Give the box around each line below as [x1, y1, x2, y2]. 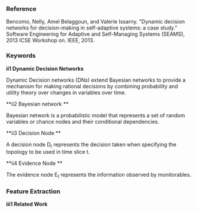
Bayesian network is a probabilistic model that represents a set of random [6, 111, 186, 119]
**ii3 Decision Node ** [6, 129, 61, 137]
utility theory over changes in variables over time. [6, 89, 126, 96]
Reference [6, 5, 37, 13]
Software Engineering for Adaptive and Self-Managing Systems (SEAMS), [6, 31, 185, 38]
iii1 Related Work [6, 201, 48, 208]
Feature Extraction [6, 187, 61, 196]
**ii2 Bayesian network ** [6, 100, 69, 107]
